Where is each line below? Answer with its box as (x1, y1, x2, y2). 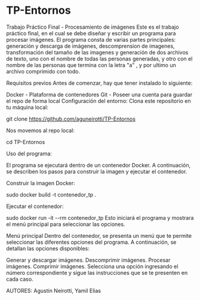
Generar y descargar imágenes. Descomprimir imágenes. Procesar (6, 256, 171, 264)
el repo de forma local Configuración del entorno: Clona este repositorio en (6, 97, 191, 105)
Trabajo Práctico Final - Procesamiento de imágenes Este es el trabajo (6, 23, 179, 30)
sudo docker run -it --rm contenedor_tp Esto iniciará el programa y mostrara (6, 214, 194, 221)
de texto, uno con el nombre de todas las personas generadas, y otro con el (6, 55, 193, 62)
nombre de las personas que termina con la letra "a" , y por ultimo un (6, 61, 176, 69)
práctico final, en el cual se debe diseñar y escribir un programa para (6, 29, 176, 36)
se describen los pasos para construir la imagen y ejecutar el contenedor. (6, 168, 187, 175)
